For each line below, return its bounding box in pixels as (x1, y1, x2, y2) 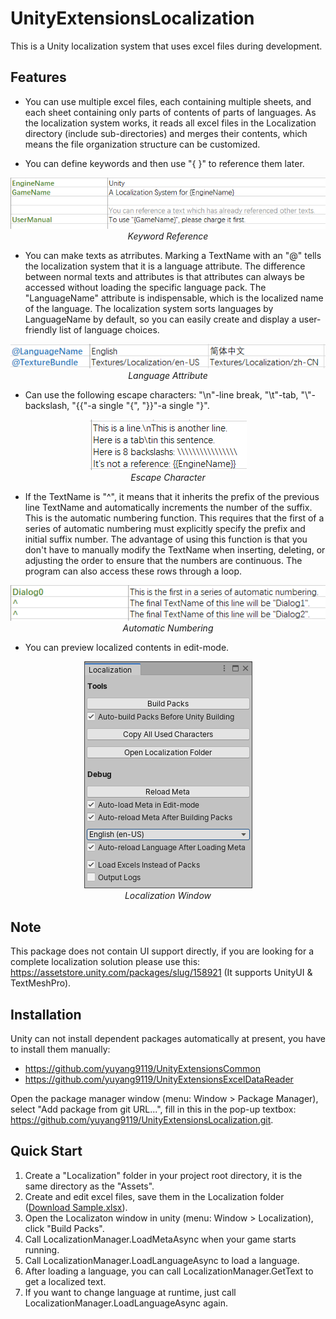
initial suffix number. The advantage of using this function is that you (24, 533, 308, 546)
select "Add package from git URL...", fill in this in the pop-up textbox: (10, 1103, 297, 1116)
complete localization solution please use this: (10, 956, 201, 968)
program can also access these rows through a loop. (24, 565, 243, 577)
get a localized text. (24, 1275, 107, 1287)
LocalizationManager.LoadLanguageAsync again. (24, 1297, 228, 1309)
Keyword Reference (127, 230, 209, 242)
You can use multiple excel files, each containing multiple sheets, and (24, 95, 312, 107)
